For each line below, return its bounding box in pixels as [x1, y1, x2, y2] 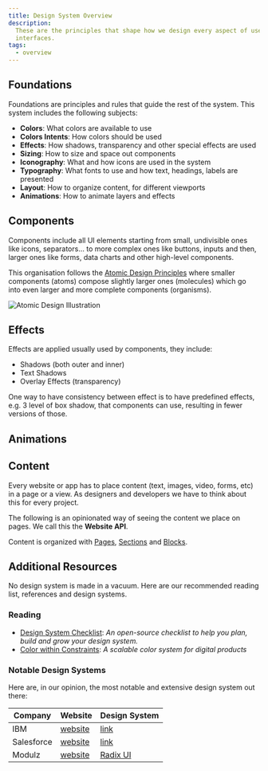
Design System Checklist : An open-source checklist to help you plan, [19, 627, 248, 637]
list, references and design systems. [8, 589, 128, 599]
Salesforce [12, 737, 53, 748]
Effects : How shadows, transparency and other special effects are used [19, 140, 257, 150]
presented [19, 174, 54, 183]
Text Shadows [19, 368, 67, 378]
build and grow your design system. [19, 635, 138, 646]
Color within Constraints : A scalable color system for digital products [19, 644, 247, 654]
